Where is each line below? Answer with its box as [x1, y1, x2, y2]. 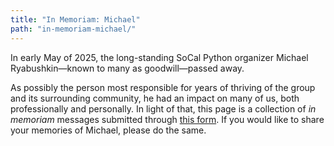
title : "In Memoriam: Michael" [10, 14, 141, 25]
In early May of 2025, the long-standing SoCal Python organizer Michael [10, 51, 309, 63]
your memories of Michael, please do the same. [10, 124, 207, 136]
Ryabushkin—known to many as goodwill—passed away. [10, 62, 245, 74]
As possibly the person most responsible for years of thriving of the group [10, 81, 316, 93]
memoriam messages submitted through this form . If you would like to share [10, 113, 325, 125]
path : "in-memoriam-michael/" [10, 24, 137, 34]
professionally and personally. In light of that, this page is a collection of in [10, 102, 317, 115]
